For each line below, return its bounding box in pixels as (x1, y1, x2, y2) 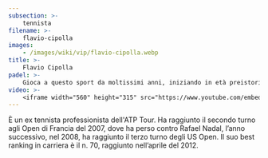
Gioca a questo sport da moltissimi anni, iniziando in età (22, 78, 227, 86)
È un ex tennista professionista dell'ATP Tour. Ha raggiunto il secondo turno (8, 115, 256, 124)
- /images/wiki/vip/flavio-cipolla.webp (22, 49, 159, 57)
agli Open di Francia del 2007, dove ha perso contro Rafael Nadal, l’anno (8, 124, 246, 133)
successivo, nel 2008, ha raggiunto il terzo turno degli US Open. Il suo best (8, 132, 255, 142)
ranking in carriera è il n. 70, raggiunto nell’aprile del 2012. (8, 140, 199, 150)
